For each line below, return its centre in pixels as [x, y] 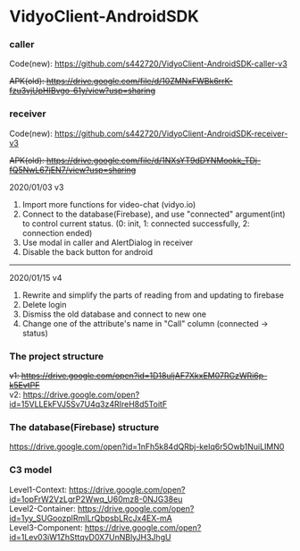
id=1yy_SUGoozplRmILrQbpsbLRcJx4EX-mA [91, 518]
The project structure [57, 356]
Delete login [44, 304]
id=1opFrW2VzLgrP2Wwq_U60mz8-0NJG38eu [96, 499]
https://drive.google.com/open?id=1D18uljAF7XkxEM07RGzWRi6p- [144, 376]
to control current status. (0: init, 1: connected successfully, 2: [136, 223]
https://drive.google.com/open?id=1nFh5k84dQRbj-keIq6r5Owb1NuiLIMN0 [147, 447]
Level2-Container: [42, 508]
